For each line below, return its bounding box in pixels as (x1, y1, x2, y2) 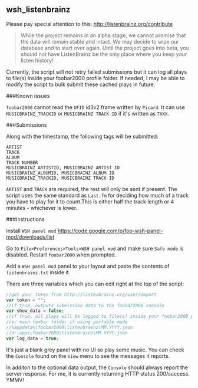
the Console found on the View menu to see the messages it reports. (6, 352, 170, 359)
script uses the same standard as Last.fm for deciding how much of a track (6, 192, 189, 199)
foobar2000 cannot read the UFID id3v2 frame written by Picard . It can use (6, 103, 186, 111)
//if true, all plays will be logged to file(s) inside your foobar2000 (6, 314, 189, 320)
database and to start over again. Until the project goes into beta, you (20, 44, 190, 51)
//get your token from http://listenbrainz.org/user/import (6, 291, 157, 297)
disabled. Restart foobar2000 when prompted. (6, 251, 117, 258)
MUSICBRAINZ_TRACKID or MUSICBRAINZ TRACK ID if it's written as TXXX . (6, 110, 170, 117)
